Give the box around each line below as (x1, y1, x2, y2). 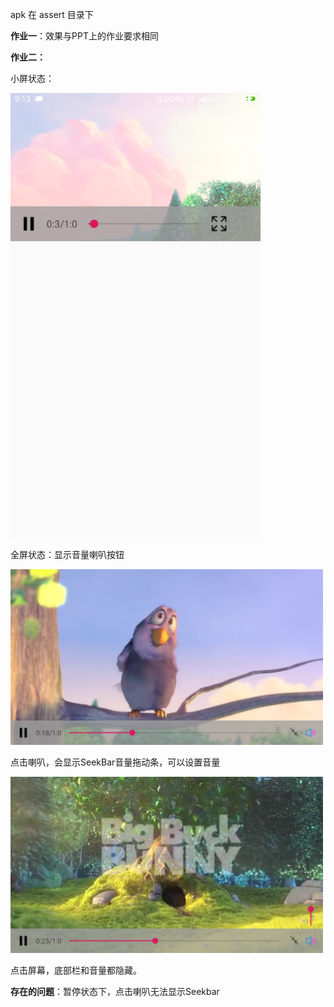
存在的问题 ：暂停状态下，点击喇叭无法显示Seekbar (10, 985, 220, 997)
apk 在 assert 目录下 (10, 9, 94, 20)
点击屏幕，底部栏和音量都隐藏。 (10, 964, 142, 976)
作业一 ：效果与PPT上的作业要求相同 (10, 30, 159, 42)
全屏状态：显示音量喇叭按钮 (10, 549, 125, 561)
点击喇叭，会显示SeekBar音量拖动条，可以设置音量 (10, 756, 221, 768)
